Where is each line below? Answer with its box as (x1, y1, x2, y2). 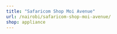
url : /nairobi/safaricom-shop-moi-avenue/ (6, 14, 111, 20)
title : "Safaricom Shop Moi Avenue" (6, 8, 95, 14)
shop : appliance (6, 19, 46, 25)
